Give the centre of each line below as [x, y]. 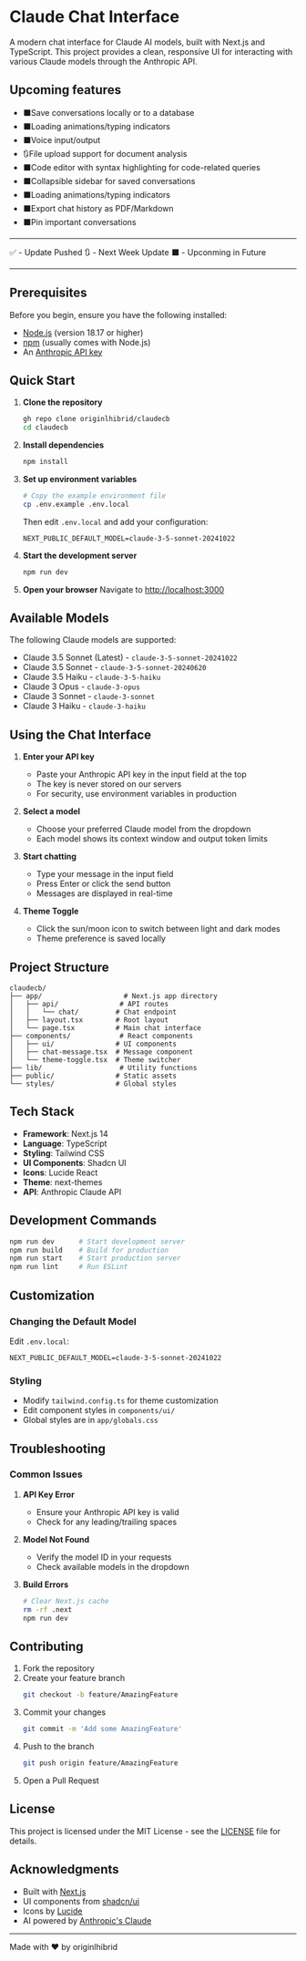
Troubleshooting [58, 1448]
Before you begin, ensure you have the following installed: [118, 315]
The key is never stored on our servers [109, 784]
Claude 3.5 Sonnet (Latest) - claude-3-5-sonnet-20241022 [130, 657]
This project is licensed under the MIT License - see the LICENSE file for [145, 1831]
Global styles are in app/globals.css [90, 1420]
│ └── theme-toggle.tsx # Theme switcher [95, 1060]
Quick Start [42, 380]
